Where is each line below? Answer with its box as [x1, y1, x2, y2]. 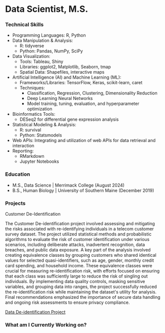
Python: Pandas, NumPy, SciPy [19, 48, 83, 54]
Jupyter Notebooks [19, 158, 59, 164]
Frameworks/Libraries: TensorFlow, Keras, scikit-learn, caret [19, 80, 143, 86]
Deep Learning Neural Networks [27, 95, 93, 101]
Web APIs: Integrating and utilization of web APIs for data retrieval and [12, 138, 156, 143]
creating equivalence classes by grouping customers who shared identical [5, 252, 157, 258]
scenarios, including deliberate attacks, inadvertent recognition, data [5, 241, 145, 248]
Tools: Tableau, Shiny [19, 58, 63, 65]
